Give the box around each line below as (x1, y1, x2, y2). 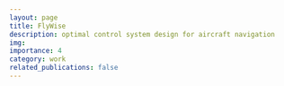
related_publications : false (9, 64, 119, 73)
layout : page (9, 13, 58, 22)
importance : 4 (9, 47, 63, 56)
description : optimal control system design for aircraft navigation (9, 30, 276, 39)
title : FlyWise (9, 21, 67, 30)
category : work (9, 55, 67, 64)
